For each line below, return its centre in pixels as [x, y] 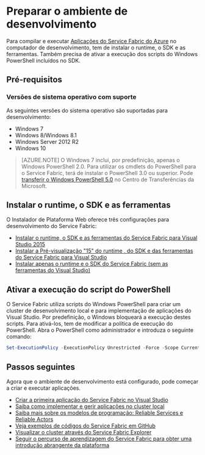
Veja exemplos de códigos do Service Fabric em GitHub [85, 426]
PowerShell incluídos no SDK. [43, 60]
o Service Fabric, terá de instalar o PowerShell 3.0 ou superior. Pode [107, 173]
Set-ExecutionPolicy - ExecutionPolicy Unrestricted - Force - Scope [92, 348]
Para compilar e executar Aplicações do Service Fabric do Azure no [92, 41]
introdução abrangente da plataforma [62, 445]
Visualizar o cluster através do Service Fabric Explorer [83, 432]
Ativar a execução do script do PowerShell [88, 289]
